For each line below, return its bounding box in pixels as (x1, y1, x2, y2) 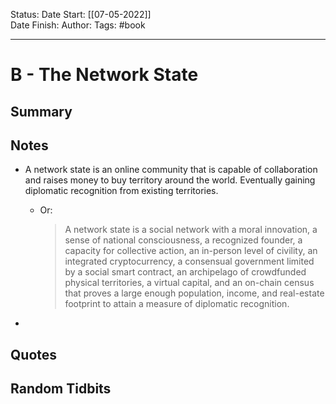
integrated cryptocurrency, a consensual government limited (64, 255, 315, 268)
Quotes (10, 346, 58, 363)
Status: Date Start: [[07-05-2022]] (10, 9, 152, 20)
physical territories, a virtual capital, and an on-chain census (64, 277, 315, 289)
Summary (10, 103, 73, 120)
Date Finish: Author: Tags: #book (10, 19, 146, 31)
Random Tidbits (10, 380, 112, 398)
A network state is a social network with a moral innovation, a (64, 224, 318, 236)
